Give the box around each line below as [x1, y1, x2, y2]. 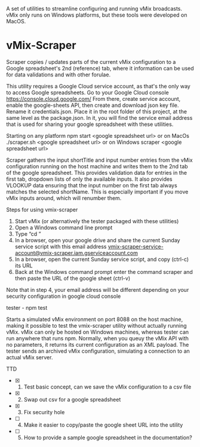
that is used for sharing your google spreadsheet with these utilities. [6, 121, 174, 128]
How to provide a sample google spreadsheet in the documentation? [23, 434, 192, 441]
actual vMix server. [6, 353, 53, 360]
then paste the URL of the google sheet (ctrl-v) [14, 275, 131, 282]
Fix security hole [23, 408, 65, 415]
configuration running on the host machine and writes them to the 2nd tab [6, 162, 188, 169]
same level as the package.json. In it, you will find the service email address [6, 114, 193, 121]
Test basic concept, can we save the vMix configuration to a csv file [23, 383, 192, 390]
